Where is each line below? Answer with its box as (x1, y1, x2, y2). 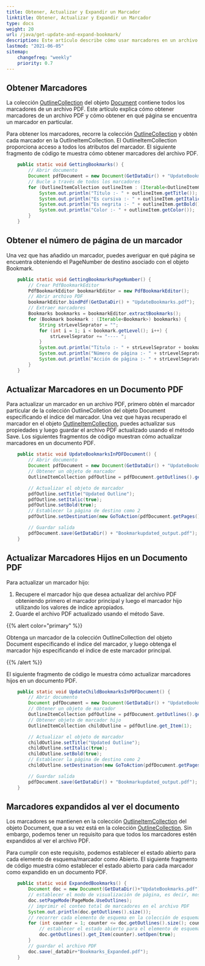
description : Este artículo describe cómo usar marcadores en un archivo (6, 37, 198, 43)
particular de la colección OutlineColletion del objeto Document (6, 407, 166, 415)
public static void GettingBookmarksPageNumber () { (17, 276, 151, 282)
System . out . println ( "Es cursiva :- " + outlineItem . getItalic (38, 196, 201, 202)
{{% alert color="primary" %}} (6, 622, 83, 629)
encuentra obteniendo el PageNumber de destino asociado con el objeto (6, 258, 189, 265)
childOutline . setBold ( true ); (28, 751, 103, 757)
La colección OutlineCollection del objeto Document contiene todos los (6, 99, 185, 106)
